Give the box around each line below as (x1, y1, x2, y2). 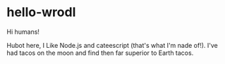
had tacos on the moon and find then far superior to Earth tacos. (6, 49, 194, 57)
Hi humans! (6, 27, 40, 36)
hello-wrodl (6, 4, 76, 20)
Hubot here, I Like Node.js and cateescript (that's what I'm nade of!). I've (6, 41, 218, 49)
